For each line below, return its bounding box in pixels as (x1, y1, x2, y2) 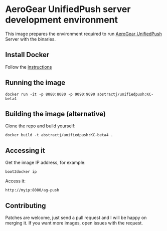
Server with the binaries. (5, 36, 56, 42)
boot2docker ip (5, 169, 37, 174)
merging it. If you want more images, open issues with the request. (5, 220, 143, 226)
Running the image (5, 79, 66, 87)
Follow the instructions (5, 64, 52, 70)
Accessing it (5, 146, 45, 155)
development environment (5, 14, 118, 26)
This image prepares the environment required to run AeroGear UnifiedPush (5, 31, 162, 37)
